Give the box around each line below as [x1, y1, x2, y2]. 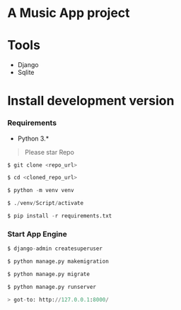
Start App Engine [7, 229, 67, 239]
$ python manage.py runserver [7, 283, 97, 290]
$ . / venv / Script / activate [7, 200, 83, 207]
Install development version [7, 93, 175, 109]
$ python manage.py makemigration [7, 258, 110, 266]
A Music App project [7, 5, 130, 21]
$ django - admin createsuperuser [7, 245, 103, 252]
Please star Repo [24, 148, 74, 156]
